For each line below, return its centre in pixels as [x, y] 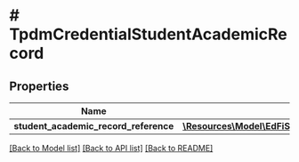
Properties [39, 86]
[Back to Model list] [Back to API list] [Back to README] [111, 148]
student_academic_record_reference [94, 126]
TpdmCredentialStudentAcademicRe [148, 34]
